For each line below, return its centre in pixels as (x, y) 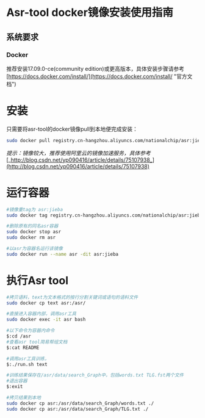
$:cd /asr (19, 336)
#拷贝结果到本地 (24, 398)
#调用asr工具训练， (28, 359)
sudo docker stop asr (34, 232)
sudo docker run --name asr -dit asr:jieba (63, 254)
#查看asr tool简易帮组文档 (37, 342)
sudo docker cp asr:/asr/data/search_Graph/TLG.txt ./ (77, 409)
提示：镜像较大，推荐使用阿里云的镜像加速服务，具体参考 (78, 153)
